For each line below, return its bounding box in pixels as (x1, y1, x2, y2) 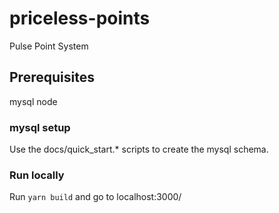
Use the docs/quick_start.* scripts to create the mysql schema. (9, 143, 269, 156)
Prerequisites (9, 69, 95, 86)
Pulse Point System (9, 40, 89, 52)
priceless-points (9, 7, 151, 30)
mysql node (9, 95, 58, 107)
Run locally (9, 168, 65, 182)
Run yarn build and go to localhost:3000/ (9, 191, 182, 203)
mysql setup (9, 120, 71, 134)
